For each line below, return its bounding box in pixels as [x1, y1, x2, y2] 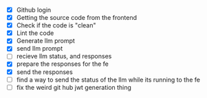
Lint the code [16, 29, 54, 37]
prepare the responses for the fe [16, 60, 109, 68]
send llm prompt [16, 45, 63, 53]
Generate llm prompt [16, 37, 75, 45]
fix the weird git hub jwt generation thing [16, 83, 132, 91]
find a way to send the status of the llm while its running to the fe [16, 75, 201, 84]
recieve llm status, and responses [16, 52, 112, 60]
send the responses [16, 68, 73, 76]
